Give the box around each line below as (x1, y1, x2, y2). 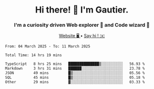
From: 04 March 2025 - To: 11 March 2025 (5, 44, 91, 49)
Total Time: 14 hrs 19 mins (5, 53, 62, 58)
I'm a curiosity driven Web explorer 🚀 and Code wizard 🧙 (14, 22, 150, 29)
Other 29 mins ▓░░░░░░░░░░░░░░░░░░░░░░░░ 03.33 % (5, 79, 145, 84)
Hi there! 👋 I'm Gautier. (35, 4, 129, 15)
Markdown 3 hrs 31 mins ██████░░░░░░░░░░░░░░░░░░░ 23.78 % (5, 66, 145, 71)
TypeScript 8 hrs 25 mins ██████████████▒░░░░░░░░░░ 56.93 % (5, 61, 145, 67)
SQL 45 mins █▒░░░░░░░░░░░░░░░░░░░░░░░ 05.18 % (5, 75, 145, 80)
